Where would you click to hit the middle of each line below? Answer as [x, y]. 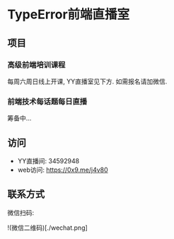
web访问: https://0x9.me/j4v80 [63, 170]
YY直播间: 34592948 [48, 161]
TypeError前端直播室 [69, 14]
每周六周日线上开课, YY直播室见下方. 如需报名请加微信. [87, 81]
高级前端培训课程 [36, 64]
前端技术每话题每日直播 [47, 101]
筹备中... [19, 118]
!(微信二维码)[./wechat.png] [48, 228]
